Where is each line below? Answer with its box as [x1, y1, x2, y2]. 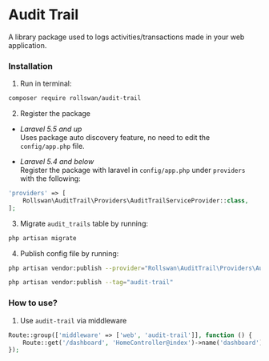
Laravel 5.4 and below [19, 157, 94, 166]
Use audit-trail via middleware [19, 315, 127, 325]
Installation [8, 60, 54, 71]
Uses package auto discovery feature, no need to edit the [19, 133, 211, 142]
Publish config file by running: [19, 248, 119, 258]
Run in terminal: [19, 78, 72, 89]
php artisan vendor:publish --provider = [8, 264, 146, 272]
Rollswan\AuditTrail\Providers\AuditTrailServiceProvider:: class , [22, 196, 249, 205]
